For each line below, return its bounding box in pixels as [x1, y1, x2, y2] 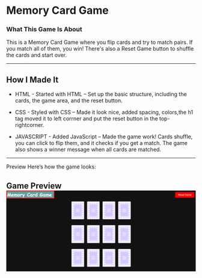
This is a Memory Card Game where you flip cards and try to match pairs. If [6, 39, 193, 46]
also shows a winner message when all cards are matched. [14, 146, 161, 153]
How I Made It [6, 75, 59, 85]
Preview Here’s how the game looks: [6, 163, 96, 170]
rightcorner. [14, 122, 44, 129]
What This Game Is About [6, 25, 82, 34]
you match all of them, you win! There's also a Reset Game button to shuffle [6, 45, 194, 52]
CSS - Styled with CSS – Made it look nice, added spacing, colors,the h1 [14, 109, 194, 116]
